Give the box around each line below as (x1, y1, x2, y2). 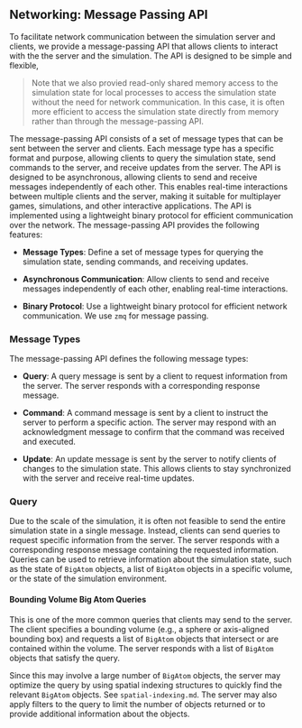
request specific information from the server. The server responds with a (9, 535, 279, 546)
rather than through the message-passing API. (31, 115, 205, 126)
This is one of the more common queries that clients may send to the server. (9, 613, 293, 625)
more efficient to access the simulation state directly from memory (31, 106, 279, 116)
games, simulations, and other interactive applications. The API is (9, 200, 252, 211)
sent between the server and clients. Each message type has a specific (9, 143, 275, 153)
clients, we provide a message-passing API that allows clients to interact (9, 41, 279, 51)
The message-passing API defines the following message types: (9, 354, 249, 364)
